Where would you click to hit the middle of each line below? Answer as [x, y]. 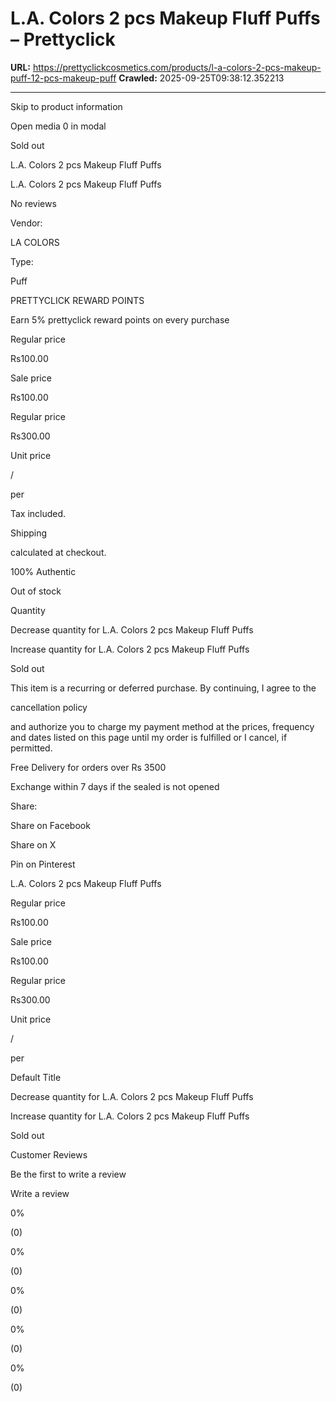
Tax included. [38, 513]
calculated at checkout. [58, 552]
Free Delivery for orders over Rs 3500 [88, 767]
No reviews [33, 203]
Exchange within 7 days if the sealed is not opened [115, 786]
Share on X [33, 844]
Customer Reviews [49, 1154]
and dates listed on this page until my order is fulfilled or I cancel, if [149, 737]
